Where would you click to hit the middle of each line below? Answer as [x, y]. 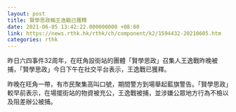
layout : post [26, 14]
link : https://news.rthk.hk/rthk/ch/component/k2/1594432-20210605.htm [114, 33]
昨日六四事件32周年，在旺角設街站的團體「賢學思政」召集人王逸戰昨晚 [110, 61]
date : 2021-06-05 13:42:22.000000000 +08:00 [73, 27]
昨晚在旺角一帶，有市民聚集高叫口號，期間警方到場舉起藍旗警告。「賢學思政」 [118, 84]
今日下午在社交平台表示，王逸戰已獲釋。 [112, 69]
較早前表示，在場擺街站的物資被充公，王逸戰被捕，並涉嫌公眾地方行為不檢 [115, 93]
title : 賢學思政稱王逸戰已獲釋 [47, 20]
